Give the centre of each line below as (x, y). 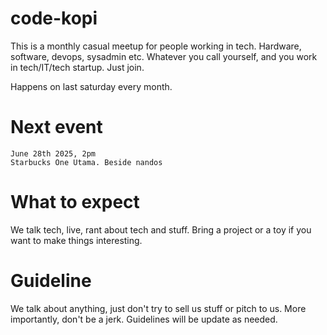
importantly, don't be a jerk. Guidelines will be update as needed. (144, 319)
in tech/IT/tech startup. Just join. (77, 67)
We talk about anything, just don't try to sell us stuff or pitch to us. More (158, 308)
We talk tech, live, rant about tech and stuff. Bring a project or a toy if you (161, 229)
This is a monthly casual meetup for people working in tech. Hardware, (156, 46)
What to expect (75, 202)
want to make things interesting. (76, 240)
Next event (56, 127)
